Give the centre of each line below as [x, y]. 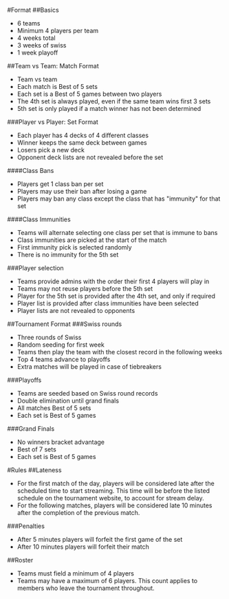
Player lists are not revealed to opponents [76, 311]
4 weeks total [36, 38]
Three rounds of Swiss [49, 337]
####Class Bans [31, 171]
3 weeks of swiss [42, 45]
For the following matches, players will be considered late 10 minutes [115, 505]
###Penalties [26, 526]
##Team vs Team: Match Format [53, 66]
